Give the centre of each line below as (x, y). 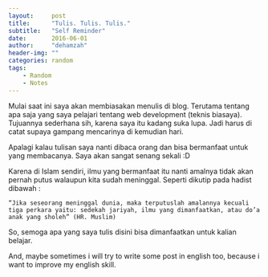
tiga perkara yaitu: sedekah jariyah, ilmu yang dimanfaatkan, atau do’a (134, 210)
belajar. (20, 240)
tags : (17, 68)
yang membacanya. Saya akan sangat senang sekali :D (99, 155)
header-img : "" (34, 53)
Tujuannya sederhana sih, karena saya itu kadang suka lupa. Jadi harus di (130, 123)
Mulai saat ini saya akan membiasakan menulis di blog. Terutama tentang (129, 106)
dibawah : (25, 188)
